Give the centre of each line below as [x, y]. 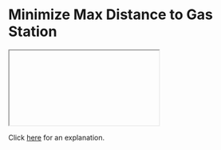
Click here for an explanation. [57, 137]
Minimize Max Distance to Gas [110, 15]
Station [33, 32]
